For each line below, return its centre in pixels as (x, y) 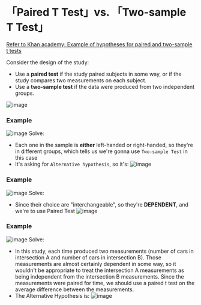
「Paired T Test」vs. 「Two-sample (96, 12)
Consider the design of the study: (48, 62)
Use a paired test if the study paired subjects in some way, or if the (98, 74)
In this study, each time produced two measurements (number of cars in (104, 251)
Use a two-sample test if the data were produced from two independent (105, 86)
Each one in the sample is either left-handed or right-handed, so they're (104, 145)
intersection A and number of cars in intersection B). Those (88, 257)
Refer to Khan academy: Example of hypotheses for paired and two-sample (99, 44)
